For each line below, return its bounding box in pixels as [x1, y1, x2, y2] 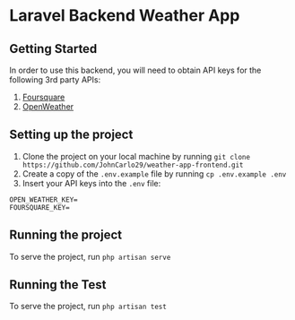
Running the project [9, 228, 123, 243]
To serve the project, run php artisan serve [9, 251, 171, 262]
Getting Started [9, 41, 98, 56]
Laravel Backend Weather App [9, 5, 240, 26]
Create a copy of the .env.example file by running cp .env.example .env [22, 168, 287, 179]
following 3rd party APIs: [9, 74, 101, 85]
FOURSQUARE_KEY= [9, 203, 70, 212]
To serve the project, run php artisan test [9, 301, 168, 312]
